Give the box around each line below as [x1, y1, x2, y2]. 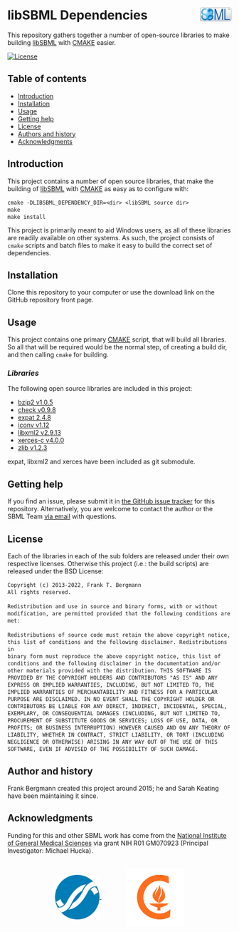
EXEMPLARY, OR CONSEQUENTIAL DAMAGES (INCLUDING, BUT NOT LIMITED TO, [7, 710, 221, 717]
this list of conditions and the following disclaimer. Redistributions [7, 639, 228, 646]
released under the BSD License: [7, 567, 104, 575]
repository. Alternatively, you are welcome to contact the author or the [7, 505, 213, 513]
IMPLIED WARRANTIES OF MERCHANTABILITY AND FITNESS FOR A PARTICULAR [7, 689, 218, 696]
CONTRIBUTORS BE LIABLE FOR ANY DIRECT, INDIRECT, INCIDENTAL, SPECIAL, [7, 703, 228, 710]
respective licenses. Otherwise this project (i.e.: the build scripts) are [7, 560, 209, 568]
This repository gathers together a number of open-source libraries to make [7, 31, 230, 39]
